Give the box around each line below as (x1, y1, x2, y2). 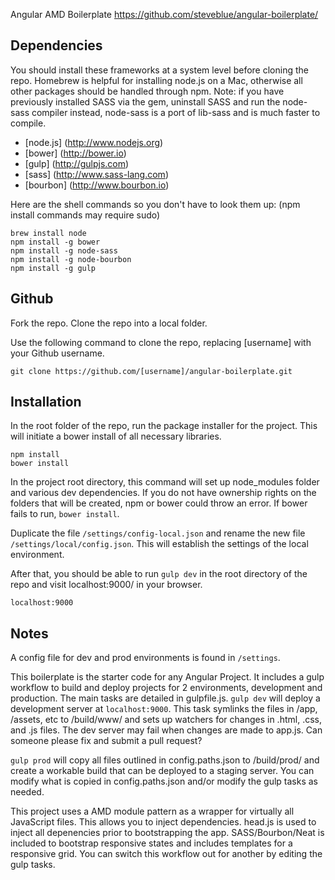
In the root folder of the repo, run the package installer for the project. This (10, 420, 318, 432)
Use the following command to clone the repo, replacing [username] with (10, 336, 312, 348)
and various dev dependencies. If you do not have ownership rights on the (10, 487, 317, 499)
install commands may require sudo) (10, 209, 161, 221)
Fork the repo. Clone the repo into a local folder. (10, 317, 208, 329)
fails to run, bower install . (10, 508, 120, 520)
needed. (10, 786, 45, 798)
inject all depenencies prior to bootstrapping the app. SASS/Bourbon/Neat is (10, 827, 325, 839)
